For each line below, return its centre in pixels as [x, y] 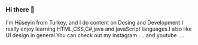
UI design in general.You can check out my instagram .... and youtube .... [95, 35]
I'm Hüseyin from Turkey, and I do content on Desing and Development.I [95, 23]
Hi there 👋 [20, 10]
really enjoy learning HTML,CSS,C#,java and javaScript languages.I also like [99, 29]
